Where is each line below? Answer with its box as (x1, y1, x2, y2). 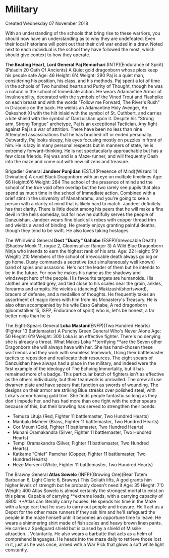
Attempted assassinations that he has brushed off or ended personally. (5, 131, 153, 137)
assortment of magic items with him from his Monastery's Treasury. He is (5, 296, 157, 303)
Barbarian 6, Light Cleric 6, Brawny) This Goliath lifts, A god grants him (5, 476, 152, 482)
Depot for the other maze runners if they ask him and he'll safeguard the (5, 509, 155, 515)
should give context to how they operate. (5, 52, 91, 58)
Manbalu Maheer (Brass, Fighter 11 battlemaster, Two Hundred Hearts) (12, 418, 159, 424)
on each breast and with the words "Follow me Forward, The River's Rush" (5, 99, 160, 105)
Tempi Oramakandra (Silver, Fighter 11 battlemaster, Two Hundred (12, 440, 149, 446)
